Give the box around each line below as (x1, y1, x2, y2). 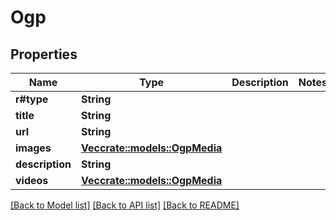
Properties (10, 46, 78, 63)
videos (15, 174, 49, 187)
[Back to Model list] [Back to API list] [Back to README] (10, 199, 240, 211)
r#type (15, 92, 49, 106)
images (15, 141, 52, 155)
